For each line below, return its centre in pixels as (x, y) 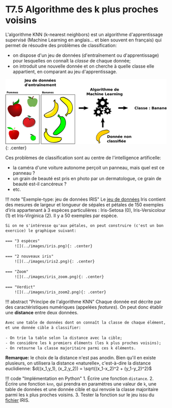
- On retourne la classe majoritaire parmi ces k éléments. (71, 348)
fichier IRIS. (17, 400)
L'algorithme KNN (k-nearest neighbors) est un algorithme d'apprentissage (84, 34)
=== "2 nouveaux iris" (29, 256)
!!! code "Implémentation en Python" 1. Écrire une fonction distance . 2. (80, 378)
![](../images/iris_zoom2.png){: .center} (60, 292)
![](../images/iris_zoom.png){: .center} (59, 277)
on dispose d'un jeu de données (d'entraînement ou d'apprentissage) (86, 55)
